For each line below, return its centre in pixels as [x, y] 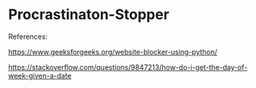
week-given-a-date [40, 75]
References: [28, 36]
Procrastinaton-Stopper [89, 15]
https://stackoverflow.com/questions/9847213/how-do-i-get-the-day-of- [128, 67]
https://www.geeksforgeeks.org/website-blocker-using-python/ [113, 52]
